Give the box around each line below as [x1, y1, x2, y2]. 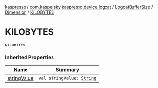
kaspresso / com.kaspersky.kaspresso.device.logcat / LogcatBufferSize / [5, 4, 153, 10]
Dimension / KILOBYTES [5, 9, 54, 15]
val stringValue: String [38, 75, 97, 81]
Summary [55, 66, 79, 73]
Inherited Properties [5, 54, 54, 61]
